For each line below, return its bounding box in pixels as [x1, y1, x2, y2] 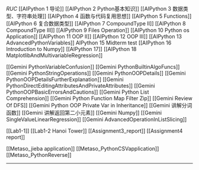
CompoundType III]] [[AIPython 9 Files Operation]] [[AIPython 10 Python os [6, 27, 190, 34]
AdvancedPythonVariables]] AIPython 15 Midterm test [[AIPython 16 [6, 39, 172, 46]
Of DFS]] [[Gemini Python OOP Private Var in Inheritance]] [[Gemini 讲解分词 [6, 102, 192, 108]
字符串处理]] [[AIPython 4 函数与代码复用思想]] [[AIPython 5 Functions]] [16, 12, 192, 20]
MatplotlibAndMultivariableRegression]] [6, 52, 103, 59]
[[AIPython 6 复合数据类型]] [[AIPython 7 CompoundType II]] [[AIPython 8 [6, 20, 186, 27]
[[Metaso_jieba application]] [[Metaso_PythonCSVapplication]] [6, 145, 159, 152]
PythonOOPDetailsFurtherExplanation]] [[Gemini [6, 76, 124, 83]
